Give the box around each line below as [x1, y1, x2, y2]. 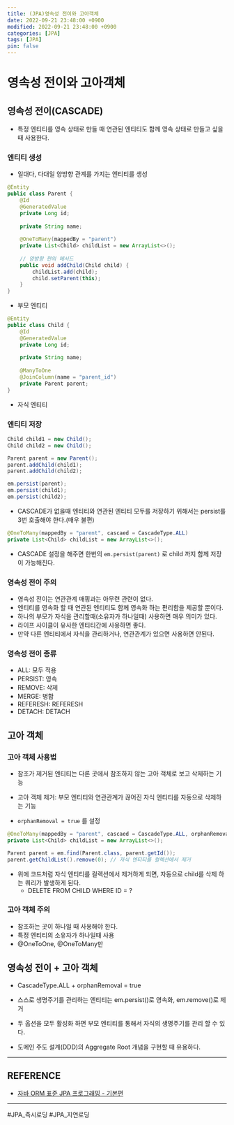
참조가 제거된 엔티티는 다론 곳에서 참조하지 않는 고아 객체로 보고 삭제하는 [17, 769, 214, 778]
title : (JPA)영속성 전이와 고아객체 [7, 10, 99, 17]
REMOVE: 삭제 [17, 683, 58, 692]
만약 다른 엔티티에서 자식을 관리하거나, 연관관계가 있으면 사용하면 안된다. [17, 630, 214, 638]
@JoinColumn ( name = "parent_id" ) [19, 374, 117, 381]
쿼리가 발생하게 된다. [24, 878, 81, 887]
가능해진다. [24, 558, 56, 567]
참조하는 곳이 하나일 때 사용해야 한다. [17, 922, 118, 930]
